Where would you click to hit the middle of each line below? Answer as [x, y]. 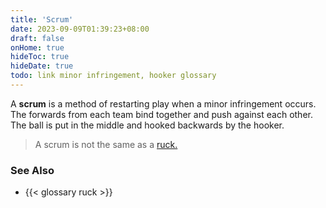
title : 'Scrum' [42, 19]
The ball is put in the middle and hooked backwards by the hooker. [147, 125]
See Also [32, 170]
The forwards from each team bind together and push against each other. [161, 114]
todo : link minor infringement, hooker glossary [113, 76]
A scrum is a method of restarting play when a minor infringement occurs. [163, 103]
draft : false [37, 38]
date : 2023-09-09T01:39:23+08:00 [80, 29]
